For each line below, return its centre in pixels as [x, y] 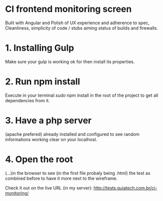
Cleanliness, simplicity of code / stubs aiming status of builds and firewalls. [81, 28]
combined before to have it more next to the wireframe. [61, 178]
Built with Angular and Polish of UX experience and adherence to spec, [77, 23]
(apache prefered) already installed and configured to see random [72, 134]
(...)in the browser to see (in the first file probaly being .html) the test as [78, 173]
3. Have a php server [48, 121]
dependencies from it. [28, 100]
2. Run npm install [43, 82]
